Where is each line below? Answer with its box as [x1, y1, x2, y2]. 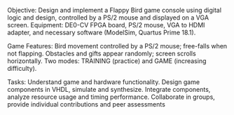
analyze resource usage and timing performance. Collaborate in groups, [7, 93, 215, 101]
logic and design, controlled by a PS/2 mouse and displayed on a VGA [7, 13, 209, 22]
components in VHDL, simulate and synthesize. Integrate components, [7, 86, 211, 93]
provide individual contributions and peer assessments [7, 100, 166, 108]
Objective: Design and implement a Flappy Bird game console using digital [7, 6, 222, 14]
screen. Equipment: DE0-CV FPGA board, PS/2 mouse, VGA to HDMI [7, 21, 205, 29]
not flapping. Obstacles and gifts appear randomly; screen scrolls [7, 49, 196, 57]
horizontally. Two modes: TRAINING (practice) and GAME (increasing [7, 57, 207, 65]
